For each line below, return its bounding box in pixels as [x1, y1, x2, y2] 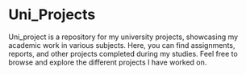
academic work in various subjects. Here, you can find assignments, [8, 40, 236, 49]
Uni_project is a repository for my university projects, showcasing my [8, 32, 239, 41]
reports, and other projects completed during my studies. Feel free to [8, 49, 238, 58]
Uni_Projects [8, 6, 96, 24]
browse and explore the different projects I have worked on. [8, 57, 207, 67]
